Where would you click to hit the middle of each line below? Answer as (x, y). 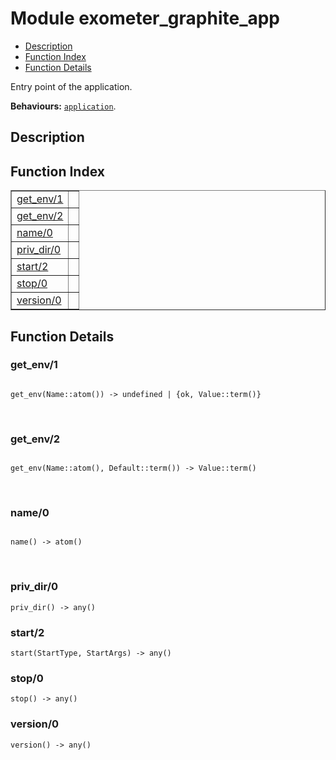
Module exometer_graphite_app (145, 18)
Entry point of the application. (71, 86)
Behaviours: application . (63, 106)
